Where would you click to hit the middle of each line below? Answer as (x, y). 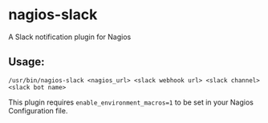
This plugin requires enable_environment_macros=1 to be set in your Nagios (131, 102)
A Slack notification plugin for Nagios (70, 37)
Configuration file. (38, 110)
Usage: (27, 62)
